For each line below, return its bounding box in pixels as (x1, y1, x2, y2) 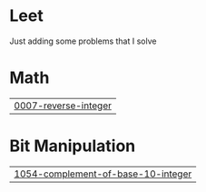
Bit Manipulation (9, 136, 136, 157)
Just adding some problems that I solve (9, 35, 157, 46)
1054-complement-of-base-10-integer (14, 167, 192, 180)
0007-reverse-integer (14, 99, 112, 112)
